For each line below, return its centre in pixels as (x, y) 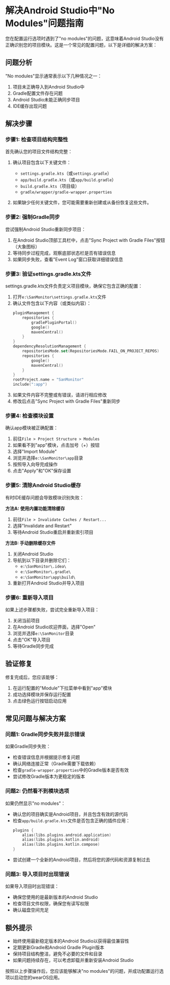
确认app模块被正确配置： (32, 428)
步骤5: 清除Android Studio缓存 (43, 486)
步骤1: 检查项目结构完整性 (37, 140)
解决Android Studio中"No (60, 11)
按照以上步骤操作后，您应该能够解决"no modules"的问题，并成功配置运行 (82, 971)
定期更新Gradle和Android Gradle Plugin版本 (58, 948)
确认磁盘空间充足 (31, 910)
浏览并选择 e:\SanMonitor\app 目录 (48, 458)
